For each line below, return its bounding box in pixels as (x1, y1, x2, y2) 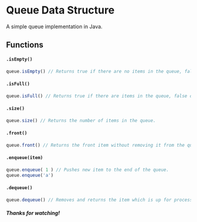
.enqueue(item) (6, 155, 43, 161)
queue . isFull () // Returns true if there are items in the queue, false (6, 93, 188, 99)
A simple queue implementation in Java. (6, 23, 103, 30)
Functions (6, 40, 44, 50)
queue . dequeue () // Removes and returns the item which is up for (6, 197, 172, 203)
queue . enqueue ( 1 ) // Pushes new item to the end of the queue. (6, 167, 169, 173)
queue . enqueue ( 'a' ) (6, 172, 54, 178)
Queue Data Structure (6, 4, 115, 17)
